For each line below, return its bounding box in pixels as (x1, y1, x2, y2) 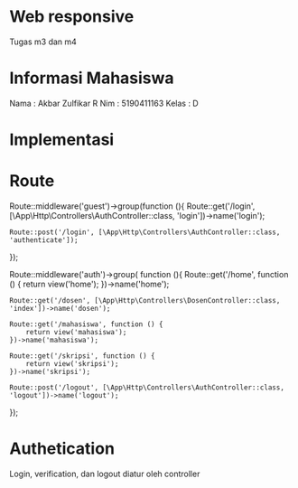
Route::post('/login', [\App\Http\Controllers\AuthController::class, (9, 228, 281, 237)
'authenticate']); (9, 236, 79, 245)
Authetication (9, 438, 116, 459)
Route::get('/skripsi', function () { (9, 352, 155, 361)
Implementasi (9, 129, 115, 150)
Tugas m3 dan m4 (9, 36, 77, 47)
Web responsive (9, 6, 135, 27)
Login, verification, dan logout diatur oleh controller (9, 468, 200, 479)
